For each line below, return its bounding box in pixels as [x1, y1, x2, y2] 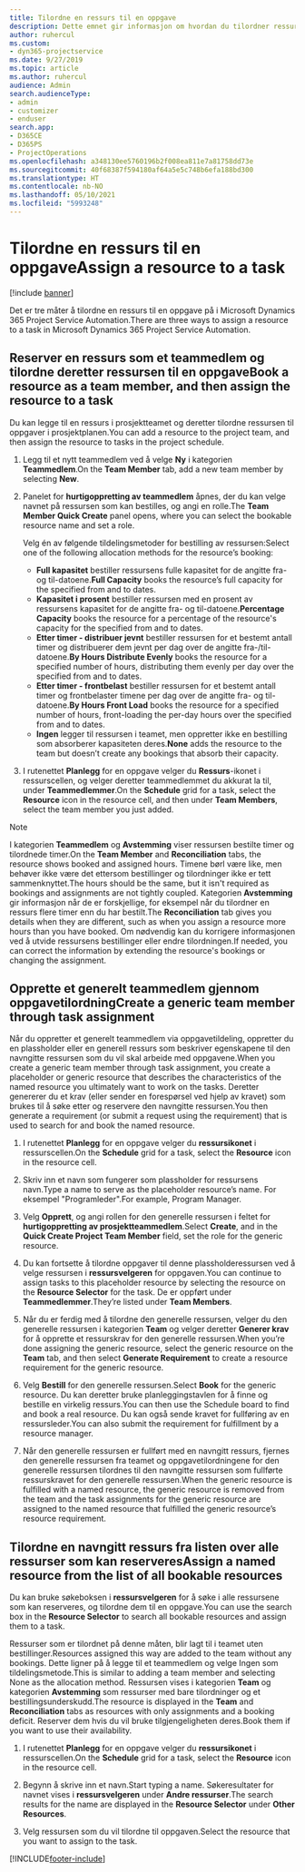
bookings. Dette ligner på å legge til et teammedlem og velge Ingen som [9, 1658, 279, 1669]
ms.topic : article [9, 64, 79, 74]
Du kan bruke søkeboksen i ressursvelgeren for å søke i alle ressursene [9, 1592, 280, 1602]
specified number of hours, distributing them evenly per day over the [35, 661, 295, 671]
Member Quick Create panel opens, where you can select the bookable [22, 510, 292, 521]
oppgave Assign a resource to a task [9, 258, 286, 278]
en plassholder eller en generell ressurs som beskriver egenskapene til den [9, 1043, 290, 1054]
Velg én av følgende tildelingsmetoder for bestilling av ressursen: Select [22, 537, 290, 548]
